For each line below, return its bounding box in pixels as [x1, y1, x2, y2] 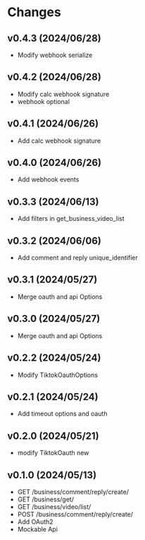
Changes [7, 4, 61, 20]
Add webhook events [17, 175, 80, 184]
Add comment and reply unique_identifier [17, 254, 139, 262]
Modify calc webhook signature [17, 89, 110, 98]
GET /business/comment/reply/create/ [17, 487, 129, 496]
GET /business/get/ [17, 495, 74, 503]
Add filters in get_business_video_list [17, 214, 125, 223]
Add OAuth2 [17, 517, 54, 526]
